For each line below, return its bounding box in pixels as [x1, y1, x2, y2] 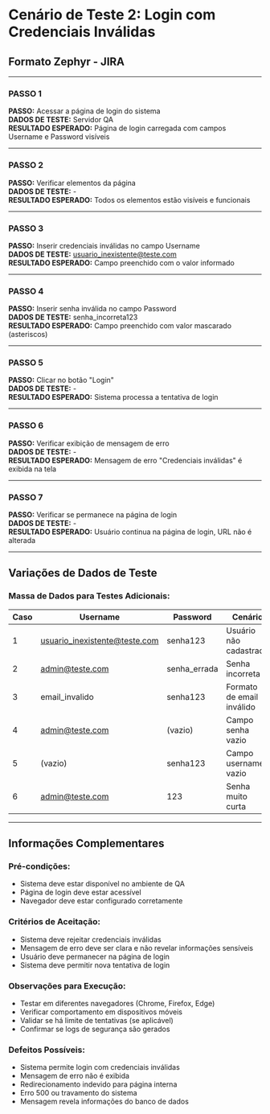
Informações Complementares [8, 837, 165, 850]
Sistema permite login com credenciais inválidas [19, 1063, 181, 1072]
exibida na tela [8, 464, 57, 474]
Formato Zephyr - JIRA [8, 55, 125, 68]
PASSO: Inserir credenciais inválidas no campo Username [8, 240, 201, 250]
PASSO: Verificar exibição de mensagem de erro [8, 438, 170, 448]
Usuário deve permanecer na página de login [19, 952, 170, 961]
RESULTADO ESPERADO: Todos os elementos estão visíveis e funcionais [8, 195, 251, 204]
